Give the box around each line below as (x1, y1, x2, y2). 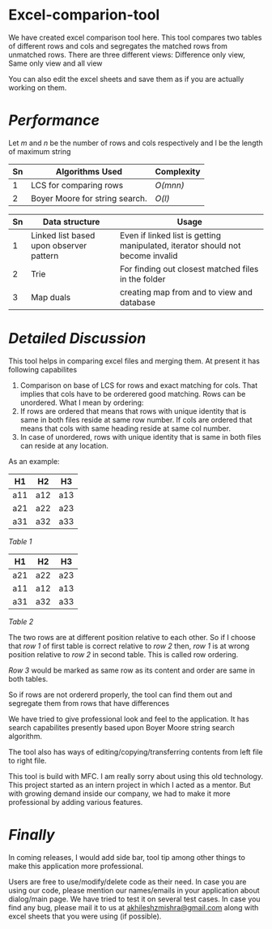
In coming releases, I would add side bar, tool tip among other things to (8, 852, 245, 862)
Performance (8, 111, 100, 130)
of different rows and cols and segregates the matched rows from (8, 41, 228, 50)
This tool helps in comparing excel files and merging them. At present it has (8, 355, 261, 366)
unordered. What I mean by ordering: (19, 398, 144, 407)
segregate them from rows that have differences (8, 698, 170, 708)
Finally (8, 826, 55, 844)
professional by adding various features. (8, 797, 143, 806)
